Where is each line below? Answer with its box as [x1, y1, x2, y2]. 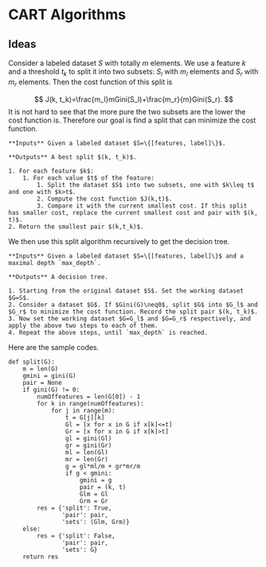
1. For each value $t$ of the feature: [22, 173, 155, 182]
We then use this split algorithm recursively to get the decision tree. [8, 236, 230, 246]
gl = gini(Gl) [65, 434, 112, 442]
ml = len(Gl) [65, 448, 109, 456]
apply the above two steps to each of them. [8, 321, 158, 329]
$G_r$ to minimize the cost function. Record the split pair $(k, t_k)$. [8, 308, 259, 316]
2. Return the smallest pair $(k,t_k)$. [8, 223, 145, 231]
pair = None [22, 379, 62, 386]
